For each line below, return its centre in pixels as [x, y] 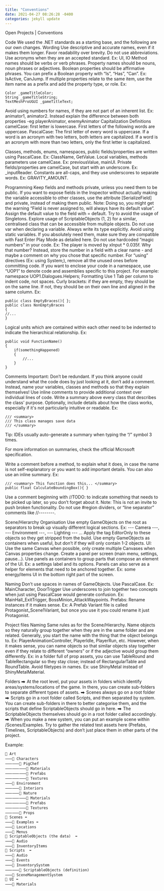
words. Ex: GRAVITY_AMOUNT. [37, 178]
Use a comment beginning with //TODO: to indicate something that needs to [82, 497]
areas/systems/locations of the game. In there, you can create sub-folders [80, 687]
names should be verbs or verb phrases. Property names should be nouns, [81, 63]
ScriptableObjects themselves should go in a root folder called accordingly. [81, 714]
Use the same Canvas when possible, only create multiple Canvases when [80, 549]
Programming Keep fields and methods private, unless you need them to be [81, 187]
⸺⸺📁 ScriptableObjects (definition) [47, 870]
